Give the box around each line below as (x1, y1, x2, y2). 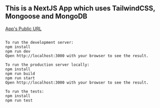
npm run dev (5, 48, 30, 54)
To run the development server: (5, 40, 74, 45)
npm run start (5, 75, 36, 80)
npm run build (5, 71, 36, 76)
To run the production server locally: (5, 62, 90, 67)
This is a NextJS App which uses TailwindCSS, (5, 4, 155, 13)
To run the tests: (5, 89, 44, 94)
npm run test (5, 98, 33, 103)
